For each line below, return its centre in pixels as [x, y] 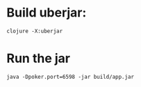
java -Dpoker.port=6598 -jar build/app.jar [70, 77]
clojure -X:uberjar [35, 31]
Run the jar [39, 58]
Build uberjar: [47, 13]
